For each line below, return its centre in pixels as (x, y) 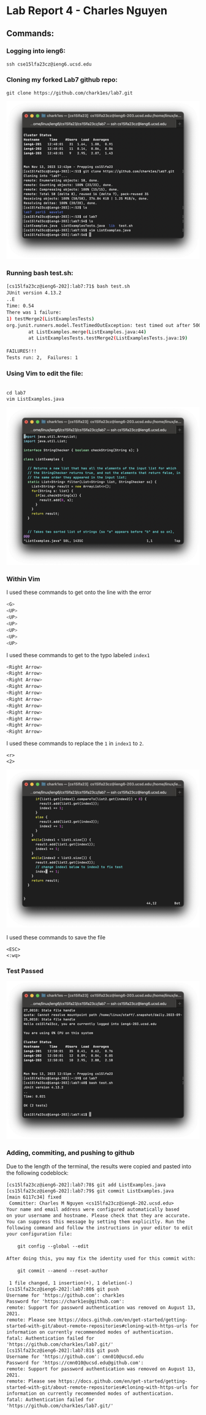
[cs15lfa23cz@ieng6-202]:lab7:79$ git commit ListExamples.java (90, 1191)
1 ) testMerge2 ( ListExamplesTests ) (51, 319)
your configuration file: (39, 1234)
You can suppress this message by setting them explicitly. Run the (96, 1222)
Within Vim (23, 579)
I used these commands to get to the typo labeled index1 (78, 655)
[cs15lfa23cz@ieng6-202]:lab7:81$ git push (63, 1351)
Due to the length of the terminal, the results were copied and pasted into (99, 1166)
